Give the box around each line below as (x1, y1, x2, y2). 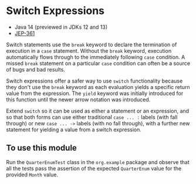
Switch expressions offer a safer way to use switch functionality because (6, 77, 183, 84)
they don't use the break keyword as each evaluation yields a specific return (6, 83, 190, 90)
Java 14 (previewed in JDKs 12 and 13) (14, 23, 108, 30)
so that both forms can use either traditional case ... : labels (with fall (6, 113, 178, 121)
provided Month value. (6, 171, 59, 178)
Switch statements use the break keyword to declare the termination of (6, 41, 177, 48)
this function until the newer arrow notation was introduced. (6, 96, 151, 103)
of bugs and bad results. (6, 66, 66, 73)
